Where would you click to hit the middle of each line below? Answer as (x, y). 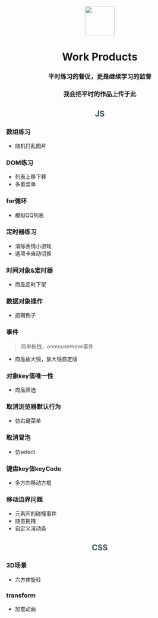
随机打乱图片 (30, 146)
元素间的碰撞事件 (36, 513)
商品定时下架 (30, 285)
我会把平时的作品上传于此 (100, 94)
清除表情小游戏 (33, 246)
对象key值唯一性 (30, 376)
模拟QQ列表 (29, 215)
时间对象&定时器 (30, 270)
